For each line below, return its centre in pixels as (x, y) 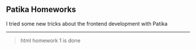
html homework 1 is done (50, 40)
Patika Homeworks (41, 10)
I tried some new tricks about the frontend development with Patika (87, 23)
